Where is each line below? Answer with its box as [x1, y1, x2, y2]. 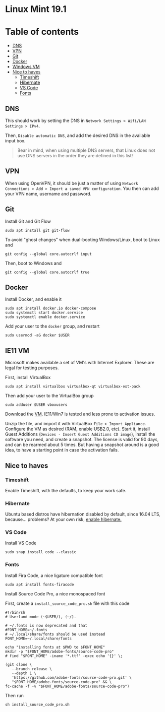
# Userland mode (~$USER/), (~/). [5, 614, 77, 619]
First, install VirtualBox [5, 375, 51, 381]
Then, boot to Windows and [5, 260, 62, 266]
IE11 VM [5, 346, 29, 355]
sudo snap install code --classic [5, 550, 77, 555]
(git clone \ [5, 662, 32, 667]
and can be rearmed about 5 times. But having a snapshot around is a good [5, 442, 160, 448]
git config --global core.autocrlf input [5, 252, 92, 257]
